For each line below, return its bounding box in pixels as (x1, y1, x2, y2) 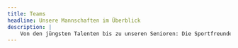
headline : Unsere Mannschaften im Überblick (7, 17, 141, 24)
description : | (7, 23, 52, 30)
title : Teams (7, 10, 46, 18)
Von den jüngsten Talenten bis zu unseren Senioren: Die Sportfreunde (20, 30, 233, 37)
